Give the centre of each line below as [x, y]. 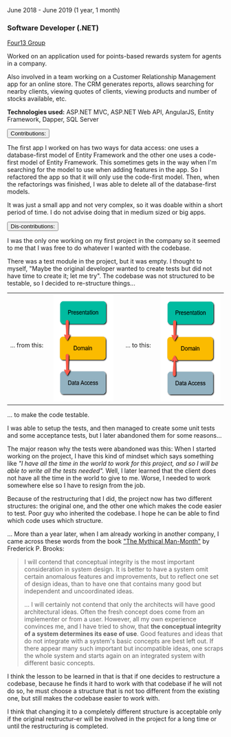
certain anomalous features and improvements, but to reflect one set [121, 576]
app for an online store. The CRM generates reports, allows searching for [111, 84]
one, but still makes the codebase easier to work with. [84, 698]
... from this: [27, 345]
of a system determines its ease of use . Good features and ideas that [123, 633]
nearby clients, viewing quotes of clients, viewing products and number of [112, 92]
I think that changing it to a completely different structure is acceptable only [114, 712]
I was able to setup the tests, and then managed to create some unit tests [111, 428]
